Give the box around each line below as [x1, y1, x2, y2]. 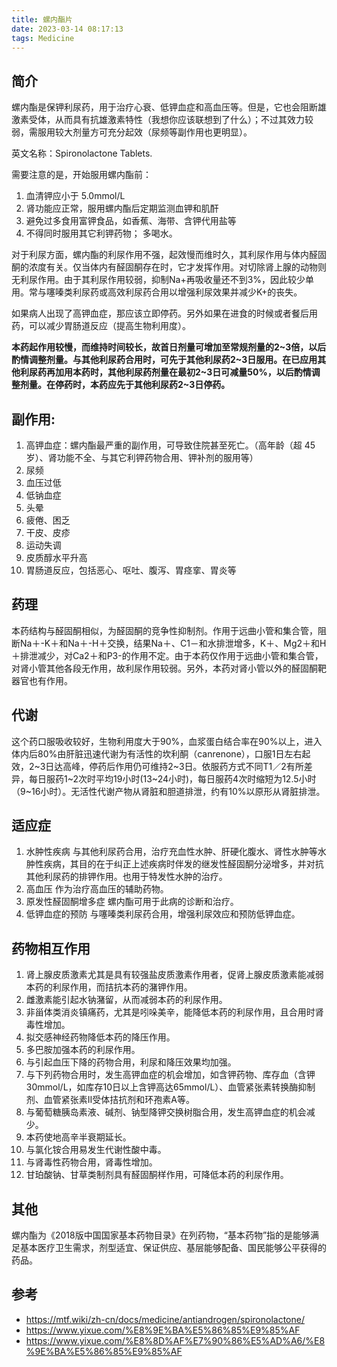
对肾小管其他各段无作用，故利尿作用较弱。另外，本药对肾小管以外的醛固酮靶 [11, 662, 327, 674]
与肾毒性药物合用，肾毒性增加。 [25, 1156, 158, 1168]
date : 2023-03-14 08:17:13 [11, 24, 124, 34]
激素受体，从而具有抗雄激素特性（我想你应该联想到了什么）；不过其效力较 [11, 114, 314, 126]
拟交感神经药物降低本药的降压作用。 [25, 1031, 176, 1043]
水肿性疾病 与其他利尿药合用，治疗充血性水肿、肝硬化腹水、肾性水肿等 [25, 846, 318, 858]
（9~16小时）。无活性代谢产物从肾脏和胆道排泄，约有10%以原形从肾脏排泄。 [11, 785, 321, 797]
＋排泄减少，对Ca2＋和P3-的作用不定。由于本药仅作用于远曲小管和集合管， [11, 649, 324, 661]
